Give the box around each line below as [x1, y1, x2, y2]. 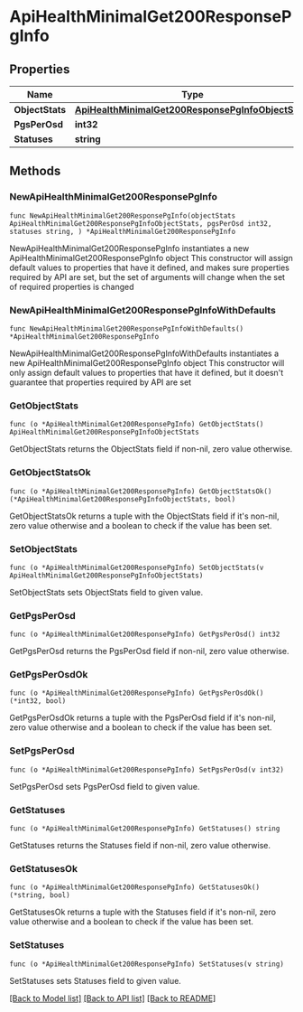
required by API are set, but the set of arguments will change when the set [9, 271, 286, 282]
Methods [9, 164, 61, 179]
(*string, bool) [9, 891, 70, 900]
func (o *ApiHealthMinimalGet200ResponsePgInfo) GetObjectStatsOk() [9, 486, 272, 496]
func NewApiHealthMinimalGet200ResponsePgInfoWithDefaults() [9, 323, 244, 333]
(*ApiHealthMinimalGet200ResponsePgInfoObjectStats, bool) [9, 494, 236, 503]
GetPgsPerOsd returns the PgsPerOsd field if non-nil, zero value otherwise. [9, 646, 290, 657]
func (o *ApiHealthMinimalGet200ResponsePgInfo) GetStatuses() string [9, 824, 280, 833]
